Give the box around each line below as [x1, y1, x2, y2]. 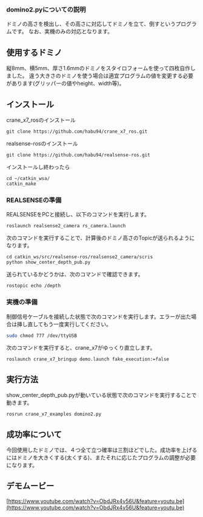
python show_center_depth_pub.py [6, 259, 91, 265]
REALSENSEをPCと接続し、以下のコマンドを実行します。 [6, 211, 150, 218]
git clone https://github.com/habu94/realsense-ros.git [6, 152, 150, 158]
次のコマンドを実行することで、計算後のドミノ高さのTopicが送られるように [6, 235, 195, 242]
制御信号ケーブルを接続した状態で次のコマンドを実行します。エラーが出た [6, 313, 191, 320]
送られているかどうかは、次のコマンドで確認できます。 [6, 271, 144, 278]
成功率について [6, 429, 62, 439]
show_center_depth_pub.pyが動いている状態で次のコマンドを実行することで [6, 392, 197, 399]
